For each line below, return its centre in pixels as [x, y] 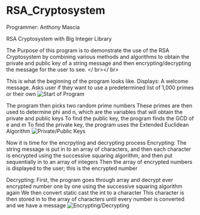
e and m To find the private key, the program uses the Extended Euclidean [98, 124]
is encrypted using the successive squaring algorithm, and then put [89, 155]
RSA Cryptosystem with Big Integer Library [59, 38]
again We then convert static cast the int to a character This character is [95, 192]
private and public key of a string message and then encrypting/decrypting [99, 63]
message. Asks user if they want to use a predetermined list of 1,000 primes [100, 87]
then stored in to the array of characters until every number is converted [95, 199]
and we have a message [36, 205]
